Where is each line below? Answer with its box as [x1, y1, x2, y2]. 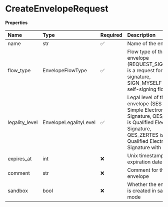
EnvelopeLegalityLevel [42, 119, 96, 126]
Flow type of [127, 48, 157, 55]
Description [127, 31, 156, 38]
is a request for [127, 67, 163, 74]
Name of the [127, 40, 156, 47]
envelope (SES [127, 100, 162, 107]
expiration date [127, 158, 162, 165]
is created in [127, 187, 156, 194]
